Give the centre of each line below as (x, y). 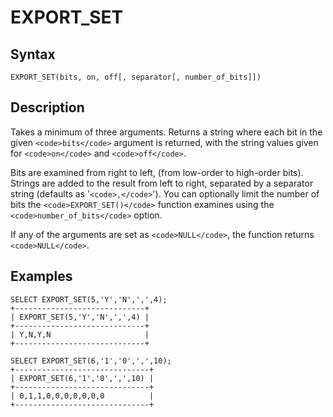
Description (47, 107)
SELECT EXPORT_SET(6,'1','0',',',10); (91, 361)
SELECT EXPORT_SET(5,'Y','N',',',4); (89, 299)
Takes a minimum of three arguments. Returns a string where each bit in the (166, 132)
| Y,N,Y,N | (80, 334)
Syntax (33, 54)
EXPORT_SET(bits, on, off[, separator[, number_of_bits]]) (136, 77)
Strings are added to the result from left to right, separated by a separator (162, 183)
